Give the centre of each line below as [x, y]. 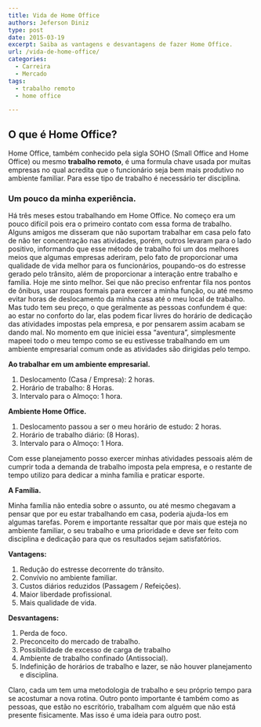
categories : [27, 60]
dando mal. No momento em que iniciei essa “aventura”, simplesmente [122, 332]
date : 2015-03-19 [36, 37]
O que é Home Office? [63, 134]
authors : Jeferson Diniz [49, 23]
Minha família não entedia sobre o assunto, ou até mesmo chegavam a [122, 506]
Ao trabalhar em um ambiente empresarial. [79, 364]
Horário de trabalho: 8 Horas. [67, 388]
